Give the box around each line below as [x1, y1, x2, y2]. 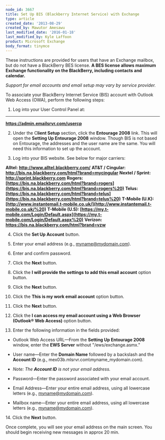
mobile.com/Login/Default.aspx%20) [5, 217, 84, 222]
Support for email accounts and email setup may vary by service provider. [5, 82, 156, 88]
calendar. [5, 73, 25, 78]
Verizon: [84, 217, 102, 222]
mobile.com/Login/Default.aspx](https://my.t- [5, 211, 102, 217]
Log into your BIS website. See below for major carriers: [12, 155, 126, 161]
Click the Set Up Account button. [12, 231, 80, 237]
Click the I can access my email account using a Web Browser [12, 312, 141, 318]
